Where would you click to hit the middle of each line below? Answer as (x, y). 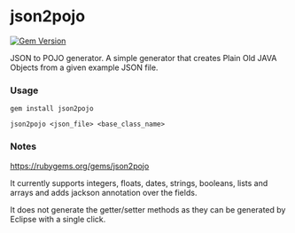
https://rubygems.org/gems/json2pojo (80, 166)
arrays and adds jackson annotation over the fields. (104, 192)
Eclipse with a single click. (58, 219)
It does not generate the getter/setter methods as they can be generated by (148, 209)
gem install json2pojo (52, 109)
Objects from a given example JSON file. (84, 67)
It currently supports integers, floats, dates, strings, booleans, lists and (139, 183)
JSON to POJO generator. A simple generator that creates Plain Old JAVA (144, 58)
